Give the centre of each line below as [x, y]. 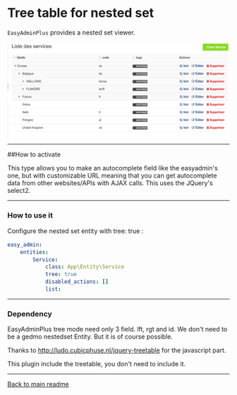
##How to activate [34, 155]
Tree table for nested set [81, 13]
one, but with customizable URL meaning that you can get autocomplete [112, 176]
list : [53, 289]
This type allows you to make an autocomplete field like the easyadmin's [113, 168]
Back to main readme [38, 384]
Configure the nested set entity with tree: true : [75, 231]
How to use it [30, 215]
